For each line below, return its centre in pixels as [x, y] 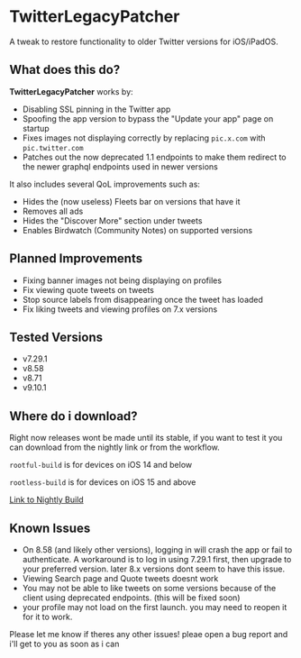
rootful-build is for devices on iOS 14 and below [100, 465]
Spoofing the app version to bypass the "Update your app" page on [148, 118]
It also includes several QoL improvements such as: [105, 184]
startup [36, 128]
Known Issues [50, 528]
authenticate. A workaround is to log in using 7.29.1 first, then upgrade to [157, 559]
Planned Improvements [76, 259]
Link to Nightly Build [46, 500]
